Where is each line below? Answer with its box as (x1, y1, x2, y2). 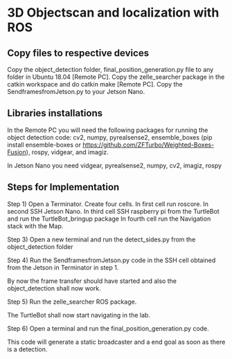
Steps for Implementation (7, 181, 120, 193)
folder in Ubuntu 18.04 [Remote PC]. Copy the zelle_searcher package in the (7, 73, 225, 81)
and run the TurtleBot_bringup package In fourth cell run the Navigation (7, 214, 211, 223)
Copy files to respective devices (7, 47, 150, 59)
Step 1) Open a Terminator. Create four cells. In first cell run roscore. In (7, 199, 209, 208)
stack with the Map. (7, 221, 64, 230)
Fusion (7, 147, 26, 156)
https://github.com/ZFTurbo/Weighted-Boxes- (82, 140, 215, 149)
